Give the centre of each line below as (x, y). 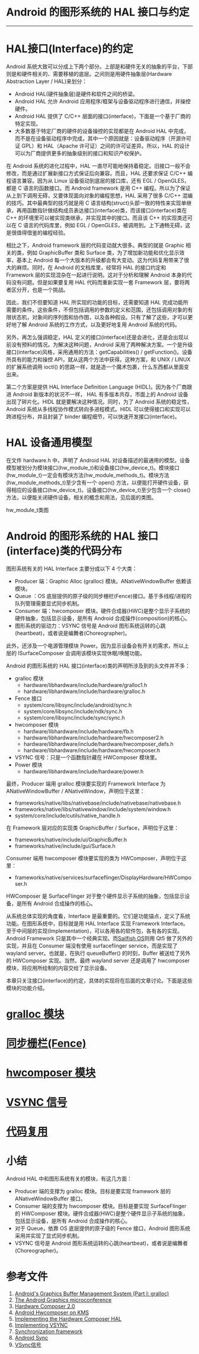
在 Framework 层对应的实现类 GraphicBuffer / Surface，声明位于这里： (93, 828)
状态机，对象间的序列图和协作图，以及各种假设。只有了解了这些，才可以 (99, 317)
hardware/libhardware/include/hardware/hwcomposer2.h (94, 738)
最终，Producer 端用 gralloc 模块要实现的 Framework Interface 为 (86, 783)
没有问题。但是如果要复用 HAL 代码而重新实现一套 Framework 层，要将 (98, 282)
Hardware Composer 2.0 (45, 1306)
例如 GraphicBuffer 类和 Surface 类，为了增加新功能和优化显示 (103, 252)
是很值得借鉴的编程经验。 (37, 233)
